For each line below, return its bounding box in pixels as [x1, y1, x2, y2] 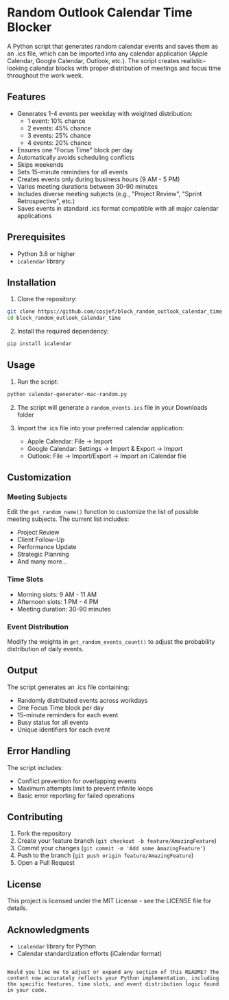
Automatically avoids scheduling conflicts [16, 153, 135, 161]
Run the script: [16, 377, 59, 386]
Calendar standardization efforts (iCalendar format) [16, 949, 162, 958]
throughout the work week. [7, 71, 84, 80]
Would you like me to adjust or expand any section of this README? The [7, 969, 219, 976]
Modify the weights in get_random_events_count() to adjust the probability [7, 637, 215, 646]
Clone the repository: [16, 295, 77, 303]
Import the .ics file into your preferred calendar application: [16, 423, 184, 432]
